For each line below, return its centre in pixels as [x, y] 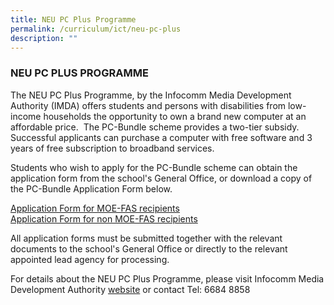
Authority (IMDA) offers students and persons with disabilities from [148, 105]
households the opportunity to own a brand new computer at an [175, 116]
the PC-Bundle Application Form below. [91, 188]
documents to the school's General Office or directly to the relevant [149, 248]
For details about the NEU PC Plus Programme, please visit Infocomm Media [167, 278]
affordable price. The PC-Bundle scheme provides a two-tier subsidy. [155, 127]
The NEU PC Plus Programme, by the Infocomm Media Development [151, 95]
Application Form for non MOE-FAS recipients [104, 218]
